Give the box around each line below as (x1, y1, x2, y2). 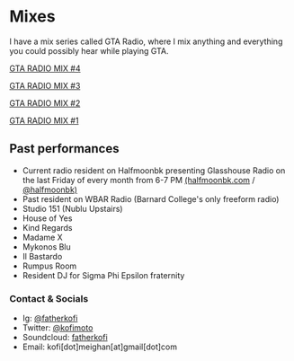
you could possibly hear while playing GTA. (9, 45, 169, 56)
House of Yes (22, 213, 73, 224)
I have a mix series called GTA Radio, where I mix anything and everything (9, 36, 283, 47)
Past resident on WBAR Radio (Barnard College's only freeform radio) (22, 193, 280, 204)
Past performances (9, 141, 120, 156)
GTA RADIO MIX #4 (9, 63, 81, 74)
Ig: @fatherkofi (22, 313, 78, 324)
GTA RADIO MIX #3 (9, 80, 81, 91)
